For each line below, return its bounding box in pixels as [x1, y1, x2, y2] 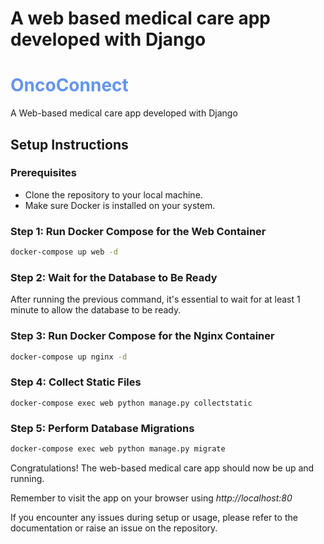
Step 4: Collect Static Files [10, 375, 142, 389]
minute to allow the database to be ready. [10, 304, 182, 316]
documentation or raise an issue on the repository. [10, 522, 218, 534]
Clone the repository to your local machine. [24, 188, 203, 201]
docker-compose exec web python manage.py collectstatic [10, 398, 253, 408]
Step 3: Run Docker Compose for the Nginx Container [10, 329, 275, 343]
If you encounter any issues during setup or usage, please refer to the [10, 511, 298, 523]
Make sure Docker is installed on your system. [24, 199, 216, 211]
